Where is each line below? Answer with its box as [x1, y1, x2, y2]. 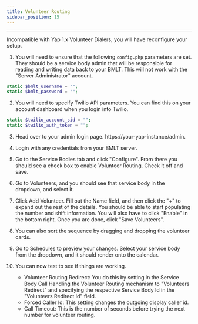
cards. [15, 234, 31, 241]
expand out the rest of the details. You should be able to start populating [15, 204, 191, 210]
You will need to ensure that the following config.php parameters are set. [15, 53, 192, 60]
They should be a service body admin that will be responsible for [15, 59, 173, 66]
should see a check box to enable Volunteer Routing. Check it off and [15, 162, 183, 169]
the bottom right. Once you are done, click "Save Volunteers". [15, 216, 165, 223]
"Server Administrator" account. [15, 72, 93, 79]
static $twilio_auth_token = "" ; [6, 123, 89, 129]
